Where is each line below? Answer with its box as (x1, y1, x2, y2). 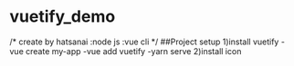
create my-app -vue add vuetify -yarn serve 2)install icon (26, 45, 242, 56)
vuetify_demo (9, 6, 116, 27)
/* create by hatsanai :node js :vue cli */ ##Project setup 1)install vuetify (9, 36, 279, 47)
